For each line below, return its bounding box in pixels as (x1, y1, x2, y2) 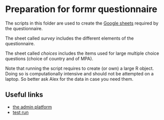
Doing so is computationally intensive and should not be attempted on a (5, 70, 154, 76)
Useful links (5, 90, 44, 99)
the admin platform (12, 104, 52, 110)
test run (12, 109, 29, 115)
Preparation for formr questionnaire (5, 4, 157, 15)
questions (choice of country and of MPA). (5, 55, 94, 61)
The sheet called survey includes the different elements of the (5, 35, 134, 41)
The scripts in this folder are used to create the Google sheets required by (5, 20, 158, 26)
